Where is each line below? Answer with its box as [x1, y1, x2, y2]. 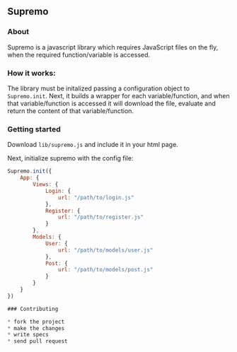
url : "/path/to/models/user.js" [57, 247, 154, 254]
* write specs [7, 332, 50, 339]
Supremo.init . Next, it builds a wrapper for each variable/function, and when [7, 91, 230, 100]
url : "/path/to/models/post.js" [57, 266, 154, 274]
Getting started [7, 124, 62, 134]
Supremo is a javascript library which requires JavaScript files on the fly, [7, 42, 219, 52]
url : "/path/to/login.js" [57, 194, 134, 201]
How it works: [7, 68, 56, 78]
